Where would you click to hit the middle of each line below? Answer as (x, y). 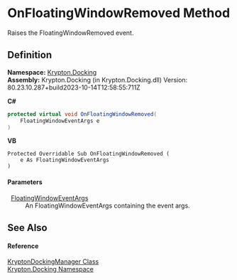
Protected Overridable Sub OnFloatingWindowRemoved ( (89, 154)
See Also (27, 228)
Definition (29, 55)
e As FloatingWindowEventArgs (65, 160)
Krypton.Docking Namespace (50, 269)
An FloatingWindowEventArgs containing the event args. (108, 205)
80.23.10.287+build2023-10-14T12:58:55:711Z (74, 87)
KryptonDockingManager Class (53, 262)
